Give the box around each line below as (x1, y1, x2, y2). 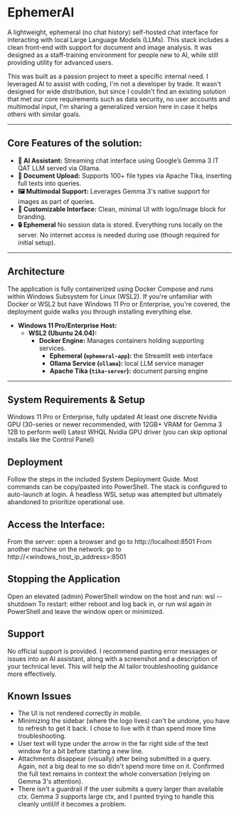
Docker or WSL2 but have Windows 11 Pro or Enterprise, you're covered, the (7, 299, 231, 308)
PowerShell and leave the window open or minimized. (7, 607, 164, 615)
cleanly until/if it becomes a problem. (17, 800, 127, 809)
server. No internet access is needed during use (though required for (17, 230, 221, 239)
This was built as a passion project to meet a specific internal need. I (7, 72, 208, 81)
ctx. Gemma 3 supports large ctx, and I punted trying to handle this (17, 792, 215, 801)
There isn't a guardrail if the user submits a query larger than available (17, 785, 224, 794)
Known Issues (7, 690, 72, 702)
